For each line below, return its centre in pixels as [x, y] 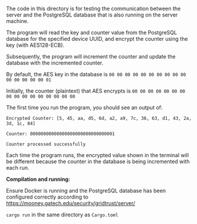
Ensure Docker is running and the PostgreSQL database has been [86, 191]
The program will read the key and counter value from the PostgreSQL [92, 33]
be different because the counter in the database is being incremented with [98, 161]
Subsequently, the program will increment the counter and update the [91, 56]
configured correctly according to [47, 197]
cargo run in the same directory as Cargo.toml [62, 215]
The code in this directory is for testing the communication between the [93, 9]
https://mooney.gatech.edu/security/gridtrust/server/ [71, 203]
